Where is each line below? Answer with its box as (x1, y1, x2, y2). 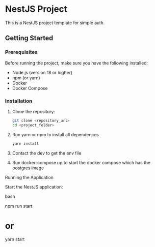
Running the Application (5, 174, 54, 180)
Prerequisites (5, 49, 38, 56)
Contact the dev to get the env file (12, 150, 82, 156)
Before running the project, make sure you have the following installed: (5, 60, 148, 66)
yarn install (12, 141, 39, 146)
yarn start (5, 236, 25, 242)
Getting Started (5, 34, 53, 42)
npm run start (5, 203, 33, 209)
